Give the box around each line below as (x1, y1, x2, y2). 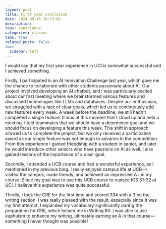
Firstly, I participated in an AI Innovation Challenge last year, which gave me (5, 77, 160, 83)
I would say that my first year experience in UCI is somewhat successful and (5, 63, 161, 69)
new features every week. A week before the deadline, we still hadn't (5, 109, 146, 115)
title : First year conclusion (5, 12, 68, 17)
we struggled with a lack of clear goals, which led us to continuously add (5, 104, 154, 110)
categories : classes (5, 30, 48, 35)
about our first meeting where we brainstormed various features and (5, 93, 145, 99)
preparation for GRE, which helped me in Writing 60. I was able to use (5, 207, 147, 214)
